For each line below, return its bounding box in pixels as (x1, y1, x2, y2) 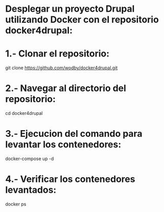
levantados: (5, 184, 57, 196)
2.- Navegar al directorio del (5, 82, 126, 94)
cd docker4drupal (5, 110, 43, 116)
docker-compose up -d (5, 156, 54, 162)
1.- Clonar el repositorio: (5, 48, 110, 59)
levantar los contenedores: (5, 139, 121, 150)
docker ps (5, 201, 26, 207)
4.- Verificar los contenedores (5, 173, 136, 185)
